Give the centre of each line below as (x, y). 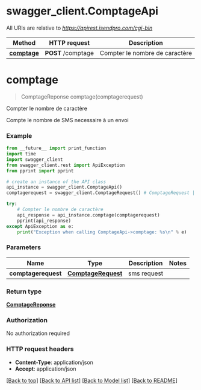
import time (21, 154)
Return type (24, 291)
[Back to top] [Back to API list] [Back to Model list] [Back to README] (92, 380)
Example (19, 135)
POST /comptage (70, 53)
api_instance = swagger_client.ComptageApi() (64, 187)
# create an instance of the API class (56, 182)
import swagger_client (35, 159)
